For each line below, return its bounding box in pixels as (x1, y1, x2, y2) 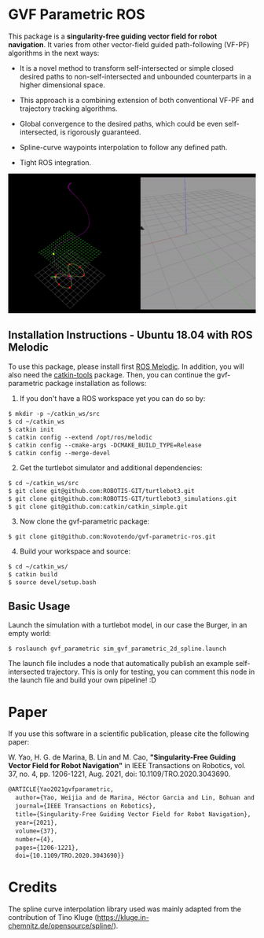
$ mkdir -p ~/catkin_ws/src (8, 410, 101, 418)
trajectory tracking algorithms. (19, 104, 118, 113)
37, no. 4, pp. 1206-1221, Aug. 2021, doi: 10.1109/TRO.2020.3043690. (8, 769, 231, 779)
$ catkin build (8, 570, 58, 579)
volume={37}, (15, 827, 58, 835)
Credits (8, 878, 57, 896)
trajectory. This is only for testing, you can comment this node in (46, 667, 255, 677)
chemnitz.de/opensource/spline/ (8, 921, 114, 931)
